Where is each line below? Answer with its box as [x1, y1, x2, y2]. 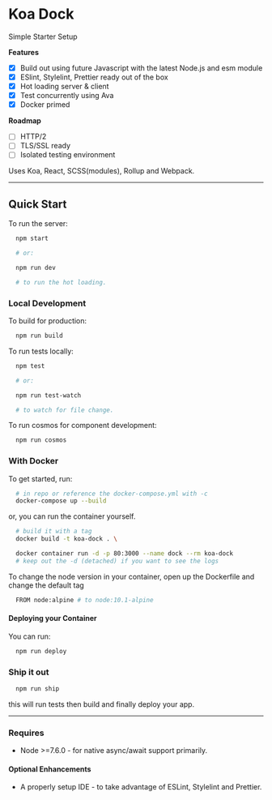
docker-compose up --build [15, 497, 107, 505]
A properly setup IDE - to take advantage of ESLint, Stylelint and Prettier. [19, 782, 262, 792]
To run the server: [8, 219, 69, 229]
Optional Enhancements [8, 764, 91, 774]
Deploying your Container [8, 614, 97, 623]
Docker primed [19, 100, 70, 109]
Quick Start [8, 197, 67, 211]
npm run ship [15, 685, 60, 693]
